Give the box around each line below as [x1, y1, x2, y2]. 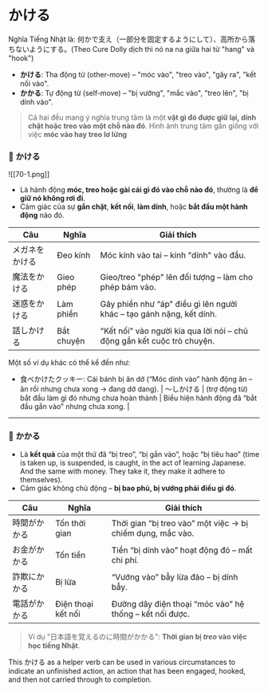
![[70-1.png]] [8, 170, 50, 179]
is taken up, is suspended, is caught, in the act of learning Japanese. [19, 458, 246, 467]
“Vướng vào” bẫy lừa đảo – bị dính [111, 571, 238, 582]
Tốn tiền [55, 549, 86, 560]
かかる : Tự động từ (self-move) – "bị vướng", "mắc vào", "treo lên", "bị [19, 88, 249, 97]
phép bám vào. [100, 281, 157, 293]
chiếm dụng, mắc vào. [111, 527, 195, 538]
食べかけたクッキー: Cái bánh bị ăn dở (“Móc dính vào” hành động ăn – [19, 375, 253, 384]
